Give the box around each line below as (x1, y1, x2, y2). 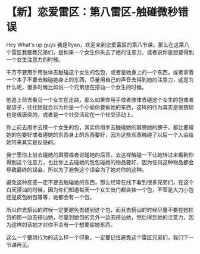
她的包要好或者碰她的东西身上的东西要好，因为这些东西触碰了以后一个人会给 (6, 131, 194, 138)
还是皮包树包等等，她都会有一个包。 (6, 193, 95, 200)
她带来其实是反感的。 (6, 138, 58, 146)
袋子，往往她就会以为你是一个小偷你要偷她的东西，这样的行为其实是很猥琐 (11, 104, 194, 111)
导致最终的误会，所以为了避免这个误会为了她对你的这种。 (6, 166, 147, 173)
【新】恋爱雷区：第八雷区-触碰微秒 (6, 5, 179, 19)
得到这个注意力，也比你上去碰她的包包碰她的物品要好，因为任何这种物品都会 (6, 158, 194, 165)
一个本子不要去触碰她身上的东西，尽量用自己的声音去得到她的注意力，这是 (6, 76, 189, 83)
